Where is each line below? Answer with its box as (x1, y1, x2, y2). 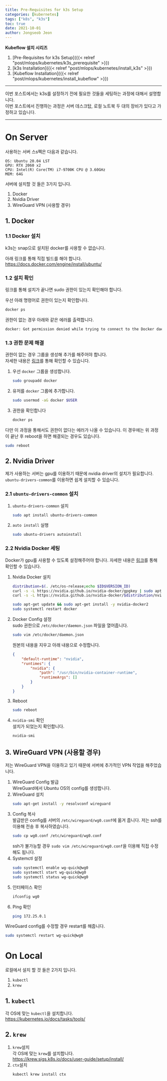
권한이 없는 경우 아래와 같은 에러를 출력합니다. (5, 317, 94, 323)
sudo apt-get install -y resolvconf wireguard (12, 801, 111, 807)
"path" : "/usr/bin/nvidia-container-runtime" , (39, 670, 138, 675)
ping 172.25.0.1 (12, 914, 46, 918)
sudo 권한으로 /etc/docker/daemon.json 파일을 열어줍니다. (12, 622, 128, 628)
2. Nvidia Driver (5, 457, 55, 465)
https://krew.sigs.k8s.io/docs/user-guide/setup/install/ (12, 1056, 124, 1062)
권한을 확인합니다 (12, 407, 46, 413)
